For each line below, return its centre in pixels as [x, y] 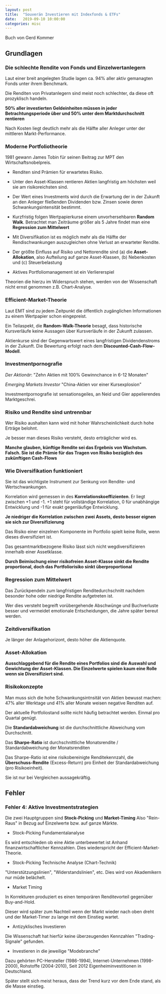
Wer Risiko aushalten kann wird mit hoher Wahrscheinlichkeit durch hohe [80, 423]
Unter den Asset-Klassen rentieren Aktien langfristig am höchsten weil [84, 182]
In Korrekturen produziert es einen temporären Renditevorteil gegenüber [79, 897]
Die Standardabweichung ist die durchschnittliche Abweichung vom [75, 727]
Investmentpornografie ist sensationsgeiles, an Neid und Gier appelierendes [83, 394]
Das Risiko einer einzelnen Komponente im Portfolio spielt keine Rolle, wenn [83, 532]
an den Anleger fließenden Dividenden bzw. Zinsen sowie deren [78, 202]
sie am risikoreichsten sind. [40, 187]
